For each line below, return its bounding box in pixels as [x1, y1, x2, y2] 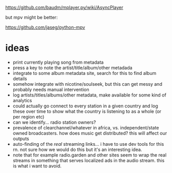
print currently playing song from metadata [12, 59, 104, 65]
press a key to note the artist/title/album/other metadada [12, 64, 132, 71]
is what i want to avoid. [12, 163, 62, 169]
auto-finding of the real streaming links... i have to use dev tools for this [12, 141, 164, 147]
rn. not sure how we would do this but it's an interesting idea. [12, 146, 142, 152]
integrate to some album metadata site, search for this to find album [12, 70, 157, 76]
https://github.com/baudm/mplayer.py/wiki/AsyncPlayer [5, 5, 123, 10]
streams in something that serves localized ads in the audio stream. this [12, 157, 165, 163]
